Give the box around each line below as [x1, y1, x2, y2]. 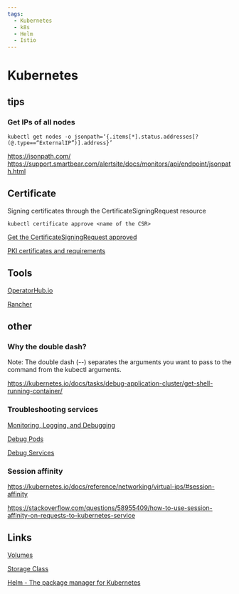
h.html [7, 167, 26, 175]
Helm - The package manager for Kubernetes [7, 578, 141, 587]
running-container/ [7, 387, 63, 396]
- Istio [14, 37, 37, 44]
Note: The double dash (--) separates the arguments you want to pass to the [7, 358, 232, 366]
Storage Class [7, 564, 48, 573]
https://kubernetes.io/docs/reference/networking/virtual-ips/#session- [7, 482, 215, 491]
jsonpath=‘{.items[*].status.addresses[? [74, 133, 199, 140]
